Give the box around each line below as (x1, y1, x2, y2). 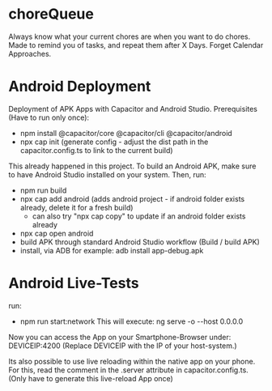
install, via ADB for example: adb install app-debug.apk (19, 245, 204, 255)
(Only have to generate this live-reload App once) (8, 373, 174, 383)
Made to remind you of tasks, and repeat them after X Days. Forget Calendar (8, 40, 264, 49)
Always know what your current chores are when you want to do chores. (8, 32, 251, 41)
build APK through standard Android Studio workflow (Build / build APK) (19, 236, 261, 247)
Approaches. (8, 49, 52, 58)
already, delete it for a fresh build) (19, 202, 134, 212)
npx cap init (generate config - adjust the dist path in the (19, 137, 209, 147)
